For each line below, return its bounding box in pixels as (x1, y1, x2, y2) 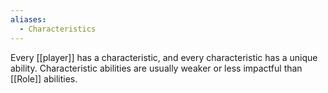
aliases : (10, 14, 47, 25)
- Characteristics (19, 24, 97, 34)
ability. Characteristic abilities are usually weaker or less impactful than (10, 62, 303, 74)
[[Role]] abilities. (10, 72, 78, 85)
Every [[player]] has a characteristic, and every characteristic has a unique (10, 51, 318, 63)
